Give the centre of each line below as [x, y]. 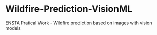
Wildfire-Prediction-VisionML [69, 9]
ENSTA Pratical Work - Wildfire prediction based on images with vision [79, 23]
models [13, 28]
